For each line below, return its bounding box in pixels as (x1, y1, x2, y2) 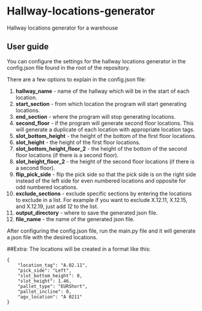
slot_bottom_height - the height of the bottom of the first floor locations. (15, 132, 197, 139)
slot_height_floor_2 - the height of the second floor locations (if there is (15, 158, 195, 165)
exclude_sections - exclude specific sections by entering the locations (15, 190, 192, 197)
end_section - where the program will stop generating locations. (15, 113, 176, 120)
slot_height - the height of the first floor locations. (15, 139, 141, 146)
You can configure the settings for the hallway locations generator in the (7, 57, 186, 64)
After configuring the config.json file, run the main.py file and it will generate (7, 227, 196, 234)
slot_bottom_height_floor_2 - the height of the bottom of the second (15, 145, 187, 152)
